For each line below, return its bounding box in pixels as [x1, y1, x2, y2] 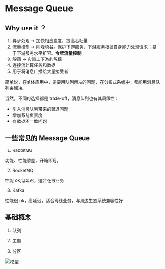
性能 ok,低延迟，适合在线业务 [5, 178, 65, 183]
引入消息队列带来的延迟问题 [12, 106, 69, 112]
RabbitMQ [12, 147, 33, 153]
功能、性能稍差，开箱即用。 [5, 157, 61, 163]
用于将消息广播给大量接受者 [12, 68, 69, 74]
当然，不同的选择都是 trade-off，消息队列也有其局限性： [5, 95, 119, 101]
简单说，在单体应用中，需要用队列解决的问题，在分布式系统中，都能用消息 [5, 79, 156, 85]
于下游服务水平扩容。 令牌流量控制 [12, 50, 82, 56]
